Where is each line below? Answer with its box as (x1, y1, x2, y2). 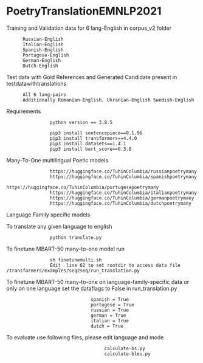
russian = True (90, 307, 129, 313)
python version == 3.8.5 (49, 119, 113, 125)
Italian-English (22, 41, 64, 47)
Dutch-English (22, 63, 59, 69)
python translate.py (49, 234, 102, 241)
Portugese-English (22, 52, 69, 58)
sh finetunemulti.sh (49, 257, 102, 263)
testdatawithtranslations (6, 80, 67, 87)
